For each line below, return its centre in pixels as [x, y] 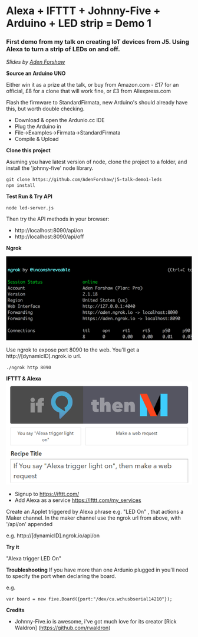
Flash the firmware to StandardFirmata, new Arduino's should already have [97, 103]
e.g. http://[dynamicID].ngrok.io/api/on [53, 536]
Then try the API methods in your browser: [58, 219]
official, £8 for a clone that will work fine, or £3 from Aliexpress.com [88, 91]
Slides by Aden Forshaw [36, 62]
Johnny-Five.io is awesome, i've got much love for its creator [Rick [95, 621]
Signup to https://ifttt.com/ [47, 494]
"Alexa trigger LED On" [34, 558]
